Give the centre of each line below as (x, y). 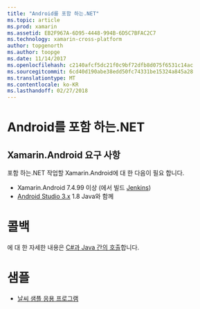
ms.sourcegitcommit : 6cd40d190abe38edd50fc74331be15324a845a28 (100, 71)
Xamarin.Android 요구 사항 (64, 155)
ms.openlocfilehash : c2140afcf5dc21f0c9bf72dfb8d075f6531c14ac (100, 65)
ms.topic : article (34, 20)
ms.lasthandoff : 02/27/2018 (48, 91)
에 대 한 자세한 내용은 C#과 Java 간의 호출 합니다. (73, 247)
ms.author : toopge (34, 53)
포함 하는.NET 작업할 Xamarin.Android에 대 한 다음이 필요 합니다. (96, 173)
